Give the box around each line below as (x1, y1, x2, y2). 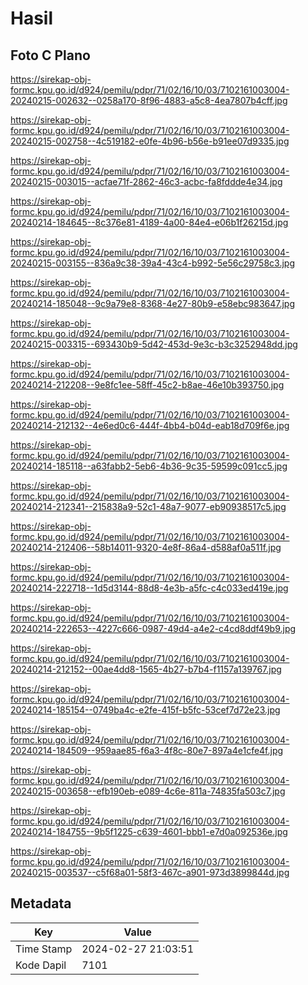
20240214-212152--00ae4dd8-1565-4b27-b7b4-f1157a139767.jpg (10, 663, 282, 675)
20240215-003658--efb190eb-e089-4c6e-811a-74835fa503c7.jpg (10, 785, 286, 797)
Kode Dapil (15, 958, 67, 972)
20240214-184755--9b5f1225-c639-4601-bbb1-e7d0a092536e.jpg (10, 826, 288, 837)
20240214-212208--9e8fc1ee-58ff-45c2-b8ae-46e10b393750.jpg (10, 379, 285, 391)
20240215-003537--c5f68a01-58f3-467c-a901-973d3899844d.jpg (10, 867, 290, 878)
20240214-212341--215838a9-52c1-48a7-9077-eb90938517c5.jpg (10, 501, 287, 512)
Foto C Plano (10, 47, 91, 64)
